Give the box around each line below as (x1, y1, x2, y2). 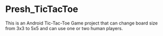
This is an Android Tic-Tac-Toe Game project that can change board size (5, 20, 158, 26)
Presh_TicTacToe (5, 3, 78, 15)
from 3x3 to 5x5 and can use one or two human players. (5, 25, 123, 31)
